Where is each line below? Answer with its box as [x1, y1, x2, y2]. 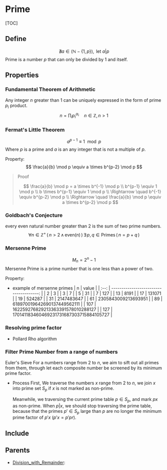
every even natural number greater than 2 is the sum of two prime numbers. [5, 223, 161, 229]
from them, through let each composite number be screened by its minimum [5, 365, 162, 371]
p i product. [5, 103, 27, 110]
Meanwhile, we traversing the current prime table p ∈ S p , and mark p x [12, 396, 158, 403]
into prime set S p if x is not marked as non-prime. [12, 385, 114, 392]
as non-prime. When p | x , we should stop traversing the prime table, [12, 402, 152, 409]
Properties [5, 71, 39, 80]
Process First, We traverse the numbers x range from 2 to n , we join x [12, 380, 156, 386]
